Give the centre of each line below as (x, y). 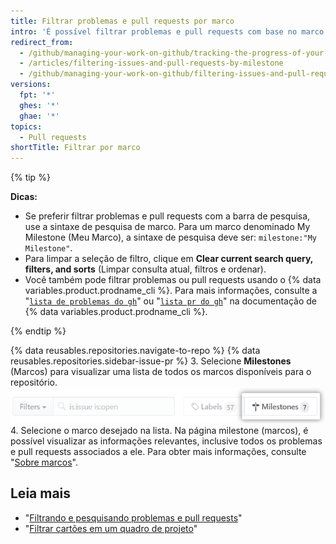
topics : (26, 126)
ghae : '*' (39, 116)
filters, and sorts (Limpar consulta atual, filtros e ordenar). (145, 269)
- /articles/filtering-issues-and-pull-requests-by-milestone (151, 63)
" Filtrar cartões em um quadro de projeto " (111, 528)
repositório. (34, 382)
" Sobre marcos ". (44, 462)
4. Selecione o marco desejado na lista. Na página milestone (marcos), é (159, 430)
